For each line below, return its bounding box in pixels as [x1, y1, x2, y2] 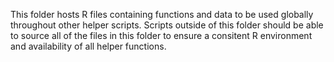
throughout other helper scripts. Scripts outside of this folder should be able [10, 19, 324, 31]
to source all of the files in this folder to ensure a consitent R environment [10, 30, 313, 41]
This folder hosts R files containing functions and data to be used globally [10, 9, 314, 20]
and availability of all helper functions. [10, 40, 167, 52]
